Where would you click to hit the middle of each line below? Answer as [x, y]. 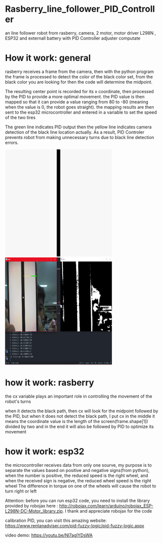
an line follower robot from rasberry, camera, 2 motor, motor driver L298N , [81, 33]
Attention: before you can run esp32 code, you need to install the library [78, 500]
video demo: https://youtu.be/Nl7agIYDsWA [49, 535]
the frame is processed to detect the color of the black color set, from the [79, 76]
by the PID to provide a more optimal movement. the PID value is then [75, 96]
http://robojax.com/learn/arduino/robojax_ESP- [106, 506]
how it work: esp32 [45, 451]
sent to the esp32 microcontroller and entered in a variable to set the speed [81, 112]
